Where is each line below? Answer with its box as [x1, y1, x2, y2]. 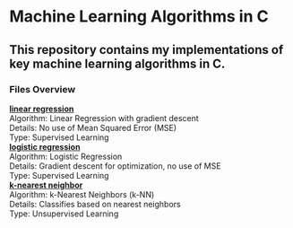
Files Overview [9, 83, 76, 95]
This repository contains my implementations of [9, 42, 284, 57]
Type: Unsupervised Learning [9, 208, 119, 219]
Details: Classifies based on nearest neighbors [9, 198, 181, 209]
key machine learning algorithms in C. [9, 56, 226, 71]
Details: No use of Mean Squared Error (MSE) [9, 122, 177, 133]
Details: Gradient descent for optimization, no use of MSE [9, 160, 221, 171]
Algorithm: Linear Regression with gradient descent [9, 112, 199, 123]
